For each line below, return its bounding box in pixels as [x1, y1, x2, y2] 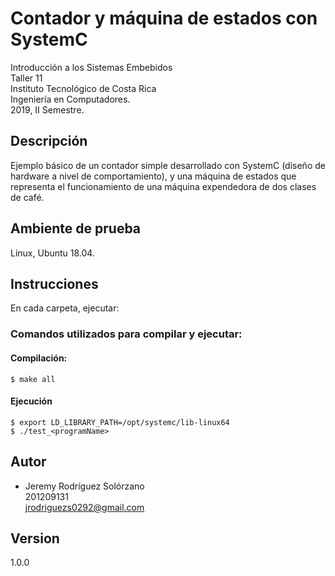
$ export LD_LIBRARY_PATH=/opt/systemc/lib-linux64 [10, 417, 230, 427]
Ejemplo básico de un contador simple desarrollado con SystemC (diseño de [10, 159, 326, 171]
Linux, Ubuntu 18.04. [10, 247, 95, 259]
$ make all [10, 374, 56, 384]
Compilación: [10, 352, 68, 364]
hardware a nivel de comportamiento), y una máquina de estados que [10, 170, 297, 182]
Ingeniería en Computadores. [10, 93, 131, 105]
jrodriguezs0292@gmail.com [24, 501, 145, 513]
